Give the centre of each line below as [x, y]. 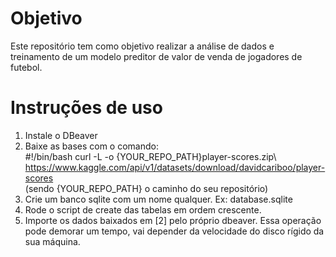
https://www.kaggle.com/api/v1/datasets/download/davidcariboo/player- [175, 167]
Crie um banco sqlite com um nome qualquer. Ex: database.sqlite [158, 199]
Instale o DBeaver [61, 135]
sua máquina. [52, 241]
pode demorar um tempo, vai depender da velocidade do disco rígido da [174, 231]
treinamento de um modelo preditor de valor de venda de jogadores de [156, 56]
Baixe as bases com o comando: [91, 146]
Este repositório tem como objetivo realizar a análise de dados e [142, 46]
